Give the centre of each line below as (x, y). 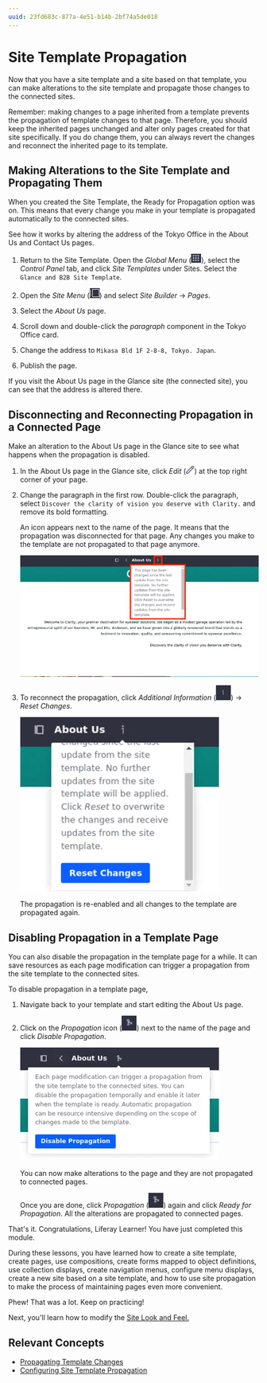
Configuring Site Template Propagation (83, 1370)
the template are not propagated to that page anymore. (110, 545)
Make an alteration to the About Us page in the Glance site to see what (124, 447)
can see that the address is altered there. (75, 389)
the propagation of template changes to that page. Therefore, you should (128, 120)
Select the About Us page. (63, 311)
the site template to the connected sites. (74, 974)
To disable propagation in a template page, (78, 989)
